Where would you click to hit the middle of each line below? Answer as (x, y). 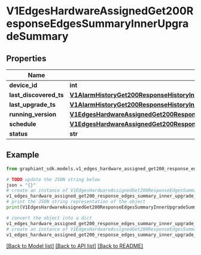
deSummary (37, 36)
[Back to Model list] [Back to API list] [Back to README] (75, 246)
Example (23, 155)
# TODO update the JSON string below (53, 179)
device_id (23, 85)
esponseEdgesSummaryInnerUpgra (98, 24)
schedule (23, 124)
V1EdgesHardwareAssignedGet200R (100, 11)
